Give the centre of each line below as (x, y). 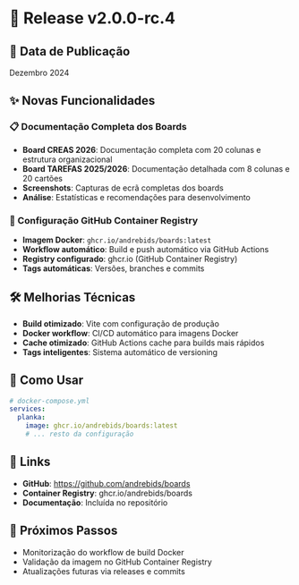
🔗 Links (30, 462)
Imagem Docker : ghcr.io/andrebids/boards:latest (117, 240)
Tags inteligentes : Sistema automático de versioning (120, 352)
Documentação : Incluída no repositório (95, 502)
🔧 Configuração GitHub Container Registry (104, 220)
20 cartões (42, 178)
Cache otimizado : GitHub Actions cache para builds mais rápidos (143, 343)
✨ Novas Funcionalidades (82, 101)
